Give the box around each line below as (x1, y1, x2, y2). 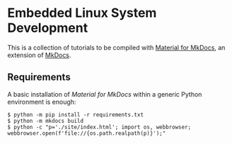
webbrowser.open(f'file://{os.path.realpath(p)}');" (7, 129, 166, 137)
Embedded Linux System (7, 5, 157, 21)
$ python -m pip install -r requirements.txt (7, 111, 144, 118)
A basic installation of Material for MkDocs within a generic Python (7, 90, 202, 98)
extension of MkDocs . (7, 51, 71, 59)
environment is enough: (7, 97, 76, 106)
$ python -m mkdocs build (7, 117, 83, 124)
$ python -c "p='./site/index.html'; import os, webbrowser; (7, 124, 192, 131)
